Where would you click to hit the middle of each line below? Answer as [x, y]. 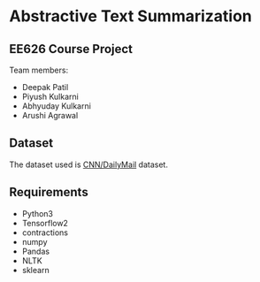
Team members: [39, 70]
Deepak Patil [45, 87]
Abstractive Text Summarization [130, 16]
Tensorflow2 [45, 223]
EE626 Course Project [71, 49]
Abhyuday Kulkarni [56, 106]
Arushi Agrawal [50, 115]
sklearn [36, 270]
